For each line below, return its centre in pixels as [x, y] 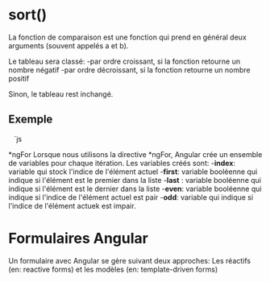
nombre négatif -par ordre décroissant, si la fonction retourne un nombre [130, 69]
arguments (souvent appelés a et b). [69, 45]
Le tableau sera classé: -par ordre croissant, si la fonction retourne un [124, 61]
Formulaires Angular [79, 238]
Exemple [31, 120]
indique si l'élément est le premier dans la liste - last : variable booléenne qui [135, 180]
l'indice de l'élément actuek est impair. [72, 205]
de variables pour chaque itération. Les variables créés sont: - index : [122, 163]
